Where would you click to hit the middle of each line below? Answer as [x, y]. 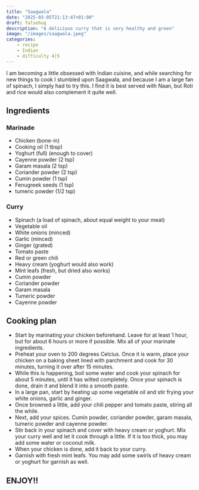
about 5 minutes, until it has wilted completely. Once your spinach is [98, 380]
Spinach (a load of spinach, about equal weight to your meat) [90, 220]
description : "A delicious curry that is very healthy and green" [90, 28]
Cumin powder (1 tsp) [41, 179]
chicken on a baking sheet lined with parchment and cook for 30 [94, 361]
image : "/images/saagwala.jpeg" [46, 34]
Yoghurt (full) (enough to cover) [54, 153]
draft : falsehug [26, 23]
